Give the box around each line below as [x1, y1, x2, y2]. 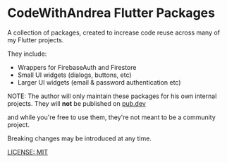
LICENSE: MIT [7, 147, 48, 156]
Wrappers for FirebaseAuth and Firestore [17, 63, 137, 71]
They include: [7, 49, 47, 58]
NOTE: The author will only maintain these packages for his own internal [7, 92, 217, 100]
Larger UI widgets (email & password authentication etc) [17, 78, 181, 86]
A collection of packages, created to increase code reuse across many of [7, 28, 221, 37]
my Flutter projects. [7, 35, 64, 44]
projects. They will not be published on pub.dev [7, 99, 146, 107]
